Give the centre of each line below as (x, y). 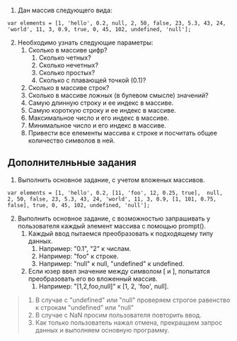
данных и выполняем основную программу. (102, 330)
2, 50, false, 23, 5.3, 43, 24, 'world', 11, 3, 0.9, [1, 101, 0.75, (112, 199)
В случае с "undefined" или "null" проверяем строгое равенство (133, 300)
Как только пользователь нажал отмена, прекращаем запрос (129, 323)
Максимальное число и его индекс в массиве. (99, 118)
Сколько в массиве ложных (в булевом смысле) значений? (118, 95)
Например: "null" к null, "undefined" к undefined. (111, 263)
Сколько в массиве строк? (69, 88)
